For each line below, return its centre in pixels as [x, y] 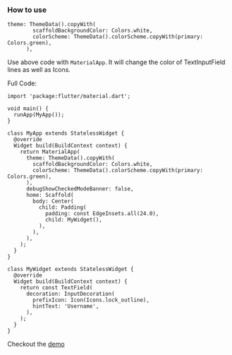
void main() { [28, 109]
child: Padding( [62, 207]
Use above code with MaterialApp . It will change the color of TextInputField [116, 62]
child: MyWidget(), [73, 220]
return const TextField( [56, 288]
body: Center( [53, 201]
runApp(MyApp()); [39, 115]
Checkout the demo [36, 344]
